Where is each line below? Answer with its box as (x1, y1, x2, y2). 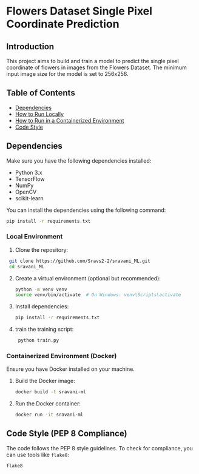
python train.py (18, 337, 59, 344)
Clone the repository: (15, 246, 69, 253)
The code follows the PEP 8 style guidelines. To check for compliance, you (6, 444, 193, 452)
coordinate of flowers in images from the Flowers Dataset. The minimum (6, 64, 187, 71)
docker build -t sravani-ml (15, 389, 86, 395)
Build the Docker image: (15, 378, 76, 385)
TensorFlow (15, 175, 45, 183)
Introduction (6, 41, 55, 52)
